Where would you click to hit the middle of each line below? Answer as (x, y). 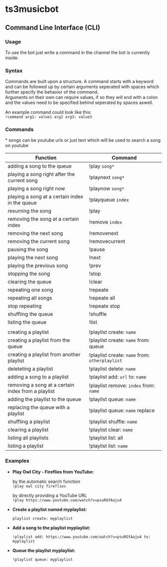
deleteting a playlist (30, 369)
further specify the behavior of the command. (52, 92)
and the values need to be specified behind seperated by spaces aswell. (79, 102)
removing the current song (39, 241)
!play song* (102, 166)
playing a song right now (37, 189)
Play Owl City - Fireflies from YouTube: (53, 472)
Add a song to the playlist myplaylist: (51, 528)
